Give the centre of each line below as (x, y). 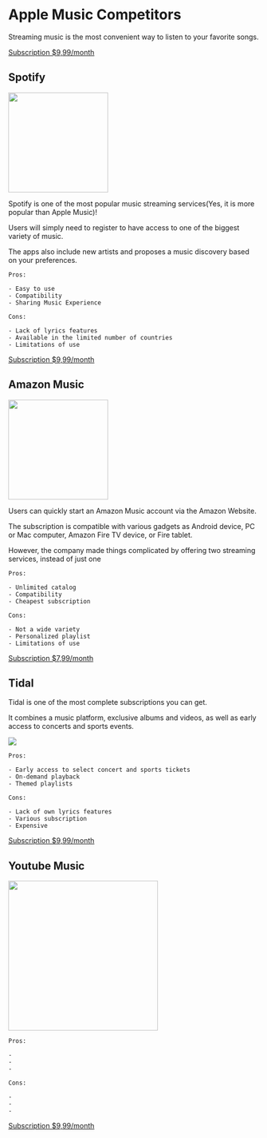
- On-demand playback (44, 777)
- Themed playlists (41, 784)
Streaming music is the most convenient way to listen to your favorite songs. (133, 37)
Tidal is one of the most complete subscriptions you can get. (108, 702)
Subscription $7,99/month (51, 658)
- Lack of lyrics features (53, 330)
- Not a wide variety (44, 629)
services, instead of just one (55, 559)
